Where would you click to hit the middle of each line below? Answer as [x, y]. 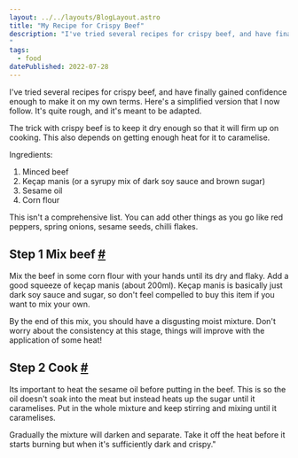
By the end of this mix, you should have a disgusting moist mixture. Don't [143, 321]
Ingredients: [31, 154]
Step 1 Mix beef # [58, 255]
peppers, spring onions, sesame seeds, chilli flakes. [104, 226]
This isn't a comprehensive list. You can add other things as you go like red [146, 217]
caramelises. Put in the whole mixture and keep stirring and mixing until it [143, 408]
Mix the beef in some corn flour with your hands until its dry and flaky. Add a [149, 276]
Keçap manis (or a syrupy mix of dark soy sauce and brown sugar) [144, 181]
